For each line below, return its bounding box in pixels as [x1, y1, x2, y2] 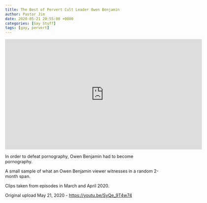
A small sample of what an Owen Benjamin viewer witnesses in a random [5, 168, 153, 174]
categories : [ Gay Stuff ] [5, 21, 56, 26]
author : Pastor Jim [5, 12, 45, 17]
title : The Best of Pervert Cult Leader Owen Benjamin [5, 7, 120, 12]
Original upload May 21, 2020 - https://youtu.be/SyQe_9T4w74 [5, 192, 132, 199]
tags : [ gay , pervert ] [5, 25, 50, 30]
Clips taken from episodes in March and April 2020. [5, 183, 110, 189]
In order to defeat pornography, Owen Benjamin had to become [5, 153, 134, 159]
